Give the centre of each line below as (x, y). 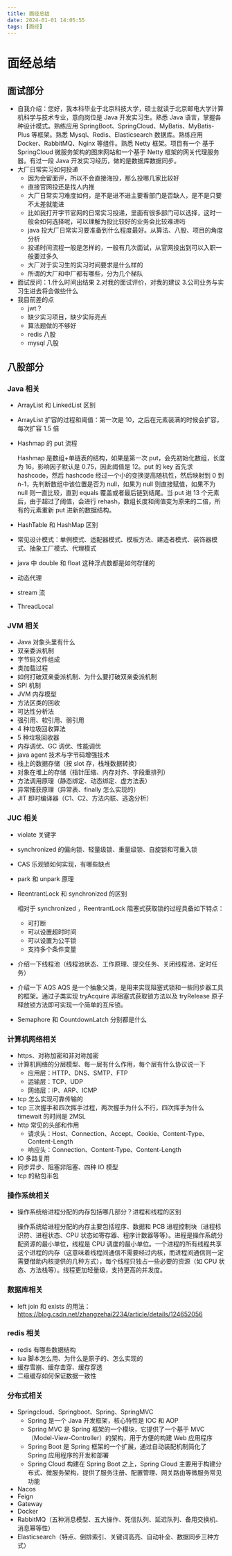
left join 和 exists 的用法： (54, 1306)
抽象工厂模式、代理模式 (63, 549)
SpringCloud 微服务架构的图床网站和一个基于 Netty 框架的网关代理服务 (118, 152)
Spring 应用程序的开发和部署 (68, 1455)
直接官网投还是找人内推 (61, 187)
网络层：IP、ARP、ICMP (62, 1090)
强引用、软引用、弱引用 (51, 720)
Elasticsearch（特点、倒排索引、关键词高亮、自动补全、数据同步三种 (115, 1537)
